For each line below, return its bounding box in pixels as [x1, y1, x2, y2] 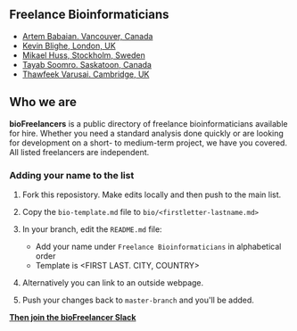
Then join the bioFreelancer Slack [9, 311, 136, 322]
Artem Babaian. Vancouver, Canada [21, 30, 153, 41]
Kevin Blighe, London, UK [21, 40, 116, 51]
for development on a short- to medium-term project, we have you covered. [9, 137, 288, 148]
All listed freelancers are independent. [9, 146, 150, 157]
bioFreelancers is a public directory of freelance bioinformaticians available [9, 118, 288, 128]
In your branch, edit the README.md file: [21, 223, 162, 235]
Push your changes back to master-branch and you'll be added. [21, 294, 254, 305]
